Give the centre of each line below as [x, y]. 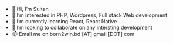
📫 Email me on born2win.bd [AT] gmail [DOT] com [73, 34]
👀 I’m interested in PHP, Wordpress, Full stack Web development [89, 15]
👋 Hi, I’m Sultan [30, 9]
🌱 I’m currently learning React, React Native [64, 21]
